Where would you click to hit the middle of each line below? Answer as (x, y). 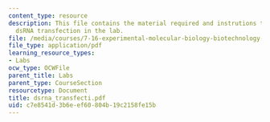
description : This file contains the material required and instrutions (133, 23)
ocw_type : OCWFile (39, 68)
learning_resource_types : (51, 53)
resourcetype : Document (48, 90)
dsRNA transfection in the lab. (70, 31)
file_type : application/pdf (55, 46)
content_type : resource (48, 16)
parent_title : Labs (41, 75)
